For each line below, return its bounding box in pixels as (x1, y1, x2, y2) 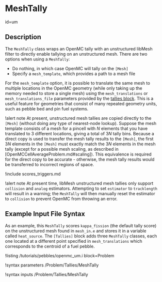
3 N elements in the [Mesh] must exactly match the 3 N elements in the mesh (5, 141, 156, 147)
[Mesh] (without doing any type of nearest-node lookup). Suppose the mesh (5, 120, 157, 126)
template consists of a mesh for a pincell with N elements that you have (5, 125, 148, 131)
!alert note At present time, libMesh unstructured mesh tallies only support (5, 180, 154, 186)
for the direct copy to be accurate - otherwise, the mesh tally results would (5, 156, 155, 162)
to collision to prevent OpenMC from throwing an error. (5, 196, 118, 202)
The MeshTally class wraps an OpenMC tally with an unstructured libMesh (5, 46, 153, 51)
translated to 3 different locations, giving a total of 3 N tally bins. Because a (5, 130, 154, 136)
